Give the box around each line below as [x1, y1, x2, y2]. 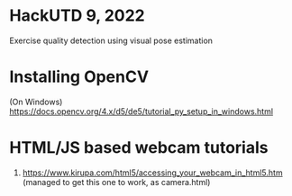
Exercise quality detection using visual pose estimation [9, 35, 214, 46]
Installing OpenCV [9, 67, 150, 87]
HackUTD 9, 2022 [9, 5, 146, 26]
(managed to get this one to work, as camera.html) [22, 176, 211, 187]
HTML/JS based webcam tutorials [9, 138, 269, 158]
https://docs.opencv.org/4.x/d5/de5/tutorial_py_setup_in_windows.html [9, 105, 273, 117]
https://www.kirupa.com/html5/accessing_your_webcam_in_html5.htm [22, 167, 283, 178]
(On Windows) [9, 96, 63, 107]
